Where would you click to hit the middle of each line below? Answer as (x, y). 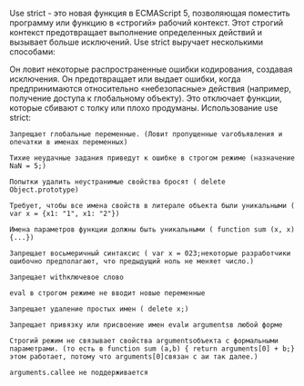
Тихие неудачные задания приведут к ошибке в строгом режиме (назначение (152, 158)
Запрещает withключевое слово (67, 277)
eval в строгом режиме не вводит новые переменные (107, 293)
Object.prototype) (44, 190)
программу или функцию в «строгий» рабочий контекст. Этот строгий (147, 23)
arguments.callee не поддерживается (79, 372)
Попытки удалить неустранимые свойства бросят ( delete (117, 182)
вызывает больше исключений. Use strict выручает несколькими (137, 42)
